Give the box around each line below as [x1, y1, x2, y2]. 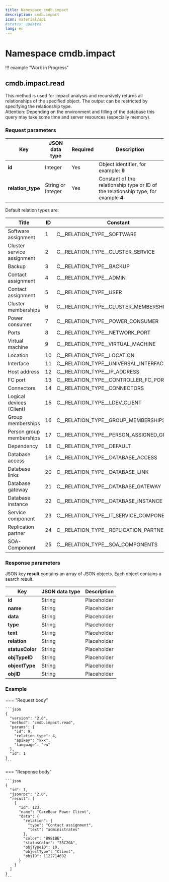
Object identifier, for [99, 161, 146, 168]
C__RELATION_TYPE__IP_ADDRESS [56, 368, 140, 375]
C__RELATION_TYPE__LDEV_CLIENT [56, 399, 142, 406]
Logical [8, 393, 25, 400]
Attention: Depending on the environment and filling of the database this [5, 108, 155, 115]
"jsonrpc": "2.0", [10, 792, 49, 797]
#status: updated [5, 21, 42, 27]
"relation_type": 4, [14, 733, 57, 738]
